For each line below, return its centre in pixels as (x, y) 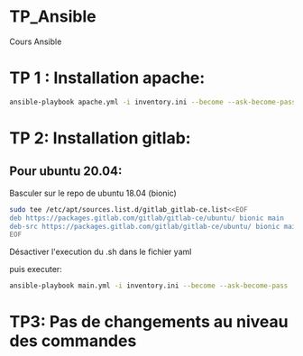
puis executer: (36, 269)
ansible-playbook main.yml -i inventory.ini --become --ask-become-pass (149, 286)
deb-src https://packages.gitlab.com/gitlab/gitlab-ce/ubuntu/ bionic (145, 226)
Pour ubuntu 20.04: (66, 172)
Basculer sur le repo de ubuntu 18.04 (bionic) (93, 193)
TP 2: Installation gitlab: (100, 138)
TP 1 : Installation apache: (107, 78)
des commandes (73, 341)
